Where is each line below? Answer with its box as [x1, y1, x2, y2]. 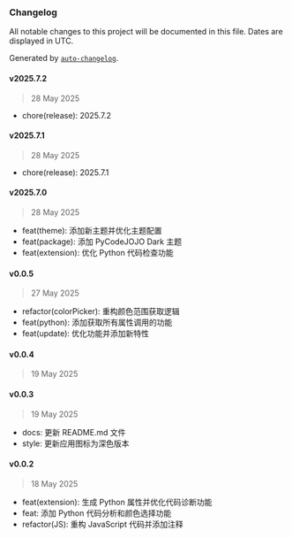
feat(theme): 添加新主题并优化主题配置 [21, 225, 162, 235]
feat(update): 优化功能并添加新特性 [21, 328, 150, 339]
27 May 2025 [30, 288, 79, 298]
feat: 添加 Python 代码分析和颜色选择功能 [21, 507, 172, 519]
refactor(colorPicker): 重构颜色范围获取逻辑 [21, 306, 180, 317]
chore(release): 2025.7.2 [21, 110, 112, 120]
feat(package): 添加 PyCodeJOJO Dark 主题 [21, 236, 183, 247]
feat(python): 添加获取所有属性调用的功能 [21, 317, 173, 328]
